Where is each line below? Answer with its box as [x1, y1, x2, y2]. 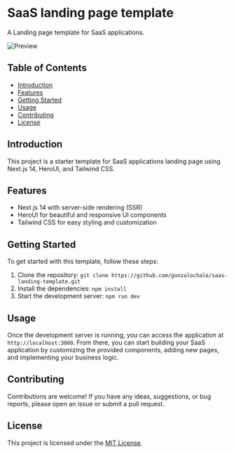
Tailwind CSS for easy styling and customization [17, 218, 157, 227]
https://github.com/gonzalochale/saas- [111, 272, 228, 279]
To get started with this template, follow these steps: [7, 258, 159, 266]
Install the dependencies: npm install [17, 284, 127, 293]
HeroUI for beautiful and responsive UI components [17, 211, 167, 219]
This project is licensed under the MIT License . [7, 439, 143, 447]
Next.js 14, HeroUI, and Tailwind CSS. [7, 164, 116, 173]
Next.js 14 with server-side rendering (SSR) [17, 203, 143, 212]
